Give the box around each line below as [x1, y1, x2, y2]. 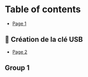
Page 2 [12, 48, 28, 55]
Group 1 [5, 64, 30, 72]
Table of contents [5, 4, 81, 15]
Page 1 [12, 20, 27, 27]
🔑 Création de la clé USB [5, 35, 83, 44]
